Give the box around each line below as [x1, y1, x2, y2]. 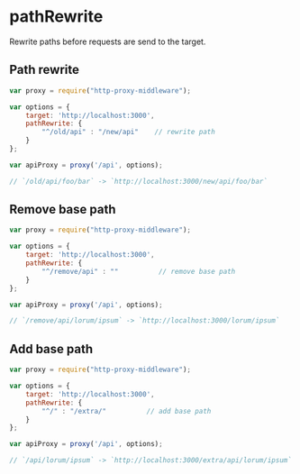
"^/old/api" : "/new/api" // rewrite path [41, 128, 216, 137]
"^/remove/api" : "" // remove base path [41, 267, 236, 276]
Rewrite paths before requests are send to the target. [9, 36, 206, 47]
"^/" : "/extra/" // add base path [41, 406, 212, 415]
